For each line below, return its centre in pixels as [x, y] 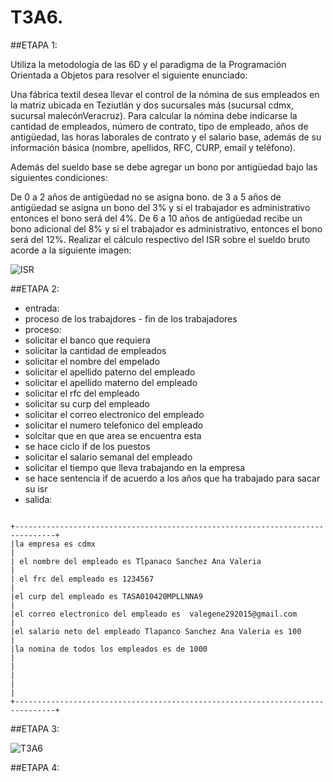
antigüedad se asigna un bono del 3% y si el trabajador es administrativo [160, 207]
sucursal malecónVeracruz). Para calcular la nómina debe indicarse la [154, 115]
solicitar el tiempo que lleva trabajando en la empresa [135, 467]
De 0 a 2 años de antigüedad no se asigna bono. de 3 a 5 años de [146, 197]
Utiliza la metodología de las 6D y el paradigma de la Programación [148, 64]
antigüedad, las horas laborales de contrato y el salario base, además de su [166, 137]
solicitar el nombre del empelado [92, 361]
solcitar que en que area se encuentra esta [113, 435]
